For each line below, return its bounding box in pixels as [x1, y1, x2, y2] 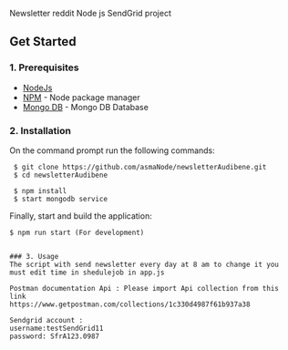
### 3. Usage [9, 252, 59, 261]
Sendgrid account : [9, 315, 84, 324]
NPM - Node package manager [22, 91, 140, 103]
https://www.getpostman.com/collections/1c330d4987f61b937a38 [9, 300, 251, 309]
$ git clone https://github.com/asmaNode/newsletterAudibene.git [13, 162, 267, 171]
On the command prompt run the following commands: [9, 145, 216, 156]
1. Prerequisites [9, 61, 79, 74]
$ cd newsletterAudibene [13, 170, 108, 180]
